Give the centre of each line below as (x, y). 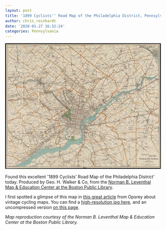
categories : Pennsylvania (32, 31)
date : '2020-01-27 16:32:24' (35, 26)
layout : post (19, 10)
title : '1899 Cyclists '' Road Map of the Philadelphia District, (74, 16)
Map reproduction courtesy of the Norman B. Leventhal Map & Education (80, 217)
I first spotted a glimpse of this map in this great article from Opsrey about (80, 197)
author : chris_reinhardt (31, 21)
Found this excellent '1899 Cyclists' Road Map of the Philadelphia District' (80, 177)
